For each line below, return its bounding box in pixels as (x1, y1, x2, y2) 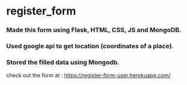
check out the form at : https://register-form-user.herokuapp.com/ (6, 72, 171, 79)
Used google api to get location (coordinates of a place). (6, 42, 174, 51)
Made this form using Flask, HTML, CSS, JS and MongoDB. (6, 26, 182, 34)
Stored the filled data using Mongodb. (6, 58, 119, 66)
